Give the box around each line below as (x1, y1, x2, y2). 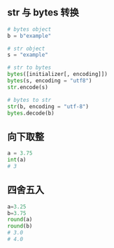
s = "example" (7, 51, 49, 58)
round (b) (7, 223, 33, 230)
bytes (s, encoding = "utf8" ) (7, 77, 92, 84)
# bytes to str (7, 96, 52, 103)
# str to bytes (7, 64, 52, 72)
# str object (7, 45, 45, 52)
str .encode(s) (7, 84, 49, 91)
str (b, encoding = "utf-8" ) (7, 103, 90, 110)
